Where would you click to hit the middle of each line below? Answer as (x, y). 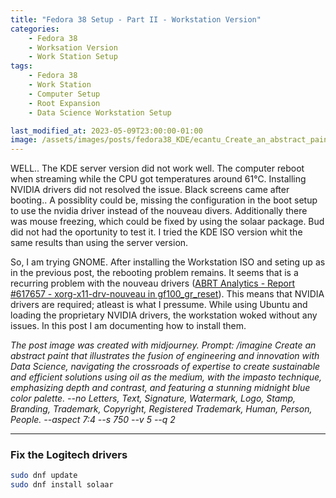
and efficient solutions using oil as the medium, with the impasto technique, (166, 377)
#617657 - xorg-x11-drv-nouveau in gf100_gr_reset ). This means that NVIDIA (167, 294)
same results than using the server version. (99, 243)
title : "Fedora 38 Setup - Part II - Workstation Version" (136, 19)
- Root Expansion (64, 103)
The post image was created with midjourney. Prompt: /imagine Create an (163, 345)
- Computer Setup (64, 94)
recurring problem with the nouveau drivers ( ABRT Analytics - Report (153, 283)
